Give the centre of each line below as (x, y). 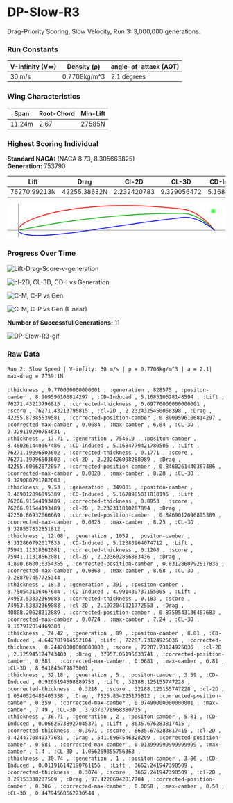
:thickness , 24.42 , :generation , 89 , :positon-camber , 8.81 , (107, 633)
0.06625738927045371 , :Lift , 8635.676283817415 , (114, 724)
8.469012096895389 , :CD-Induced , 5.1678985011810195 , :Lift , (103, 494)
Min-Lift (93, 114)
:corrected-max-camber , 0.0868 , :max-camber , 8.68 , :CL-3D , (103, 571)
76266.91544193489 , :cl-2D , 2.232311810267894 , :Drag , (94, 508)
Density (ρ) (84, 66)
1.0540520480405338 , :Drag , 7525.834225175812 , (82, 696)
